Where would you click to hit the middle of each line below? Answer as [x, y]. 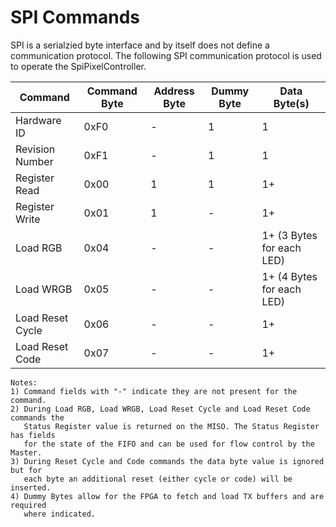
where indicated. [60, 514]
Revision [35, 149]
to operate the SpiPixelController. [78, 66]
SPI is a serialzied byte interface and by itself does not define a [140, 45]
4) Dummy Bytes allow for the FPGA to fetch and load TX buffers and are [167, 496]
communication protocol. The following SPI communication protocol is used [166, 55]
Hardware [38, 120]
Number [34, 161]
